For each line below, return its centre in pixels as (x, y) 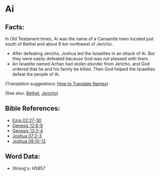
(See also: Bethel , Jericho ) (32, 93)
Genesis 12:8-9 (27, 125)
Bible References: (33, 109)
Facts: (15, 27)
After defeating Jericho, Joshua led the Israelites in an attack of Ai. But (83, 53)
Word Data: (23, 157)
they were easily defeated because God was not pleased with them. (80, 59)
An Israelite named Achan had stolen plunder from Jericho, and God (81, 64)
